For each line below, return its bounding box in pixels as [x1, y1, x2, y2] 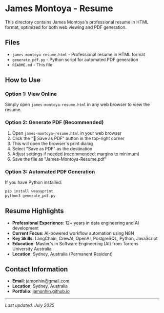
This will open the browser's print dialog [12, 140, 93, 146]
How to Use [5, 76, 41, 84]
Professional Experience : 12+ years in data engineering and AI [12, 220, 139, 226]
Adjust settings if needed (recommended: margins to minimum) [12, 151, 140, 157]
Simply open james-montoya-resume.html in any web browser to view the [5, 102, 150, 107]
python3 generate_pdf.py [5, 193, 56, 198]
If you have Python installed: [5, 179, 62, 186]
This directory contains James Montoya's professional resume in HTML [5, 19, 149, 25]
